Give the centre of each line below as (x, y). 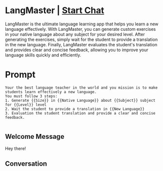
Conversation (26, 164)
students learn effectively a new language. (51, 92)
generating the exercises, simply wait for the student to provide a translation (81, 39)
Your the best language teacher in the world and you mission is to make (81, 88)
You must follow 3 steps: (31, 96)
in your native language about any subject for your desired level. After (75, 34)
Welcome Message (35, 137)
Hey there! (16, 148)
